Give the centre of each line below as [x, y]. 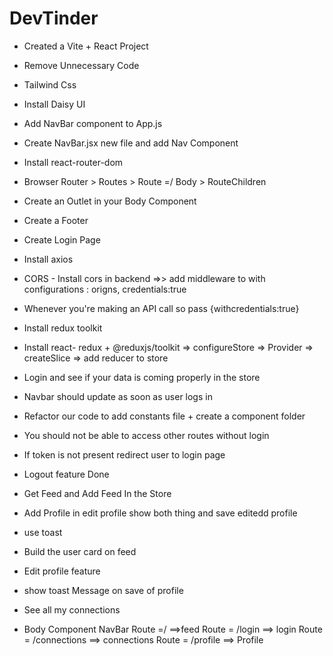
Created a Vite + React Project [86, 46]
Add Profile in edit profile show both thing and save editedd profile [160, 513]
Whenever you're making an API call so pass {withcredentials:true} [161, 308]
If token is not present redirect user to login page [124, 454]
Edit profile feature [62, 571]
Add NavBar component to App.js [93, 123]
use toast [43, 532]
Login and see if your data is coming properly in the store [142, 377]
